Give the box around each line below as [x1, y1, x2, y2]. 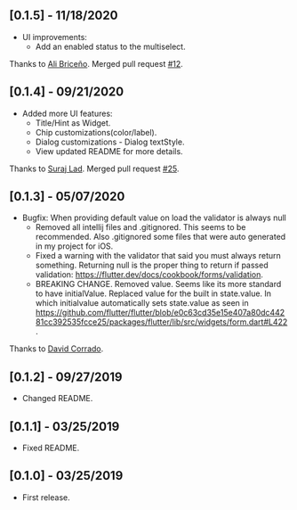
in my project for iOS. [35, 241, 114, 251]
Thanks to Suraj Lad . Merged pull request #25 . [9, 163, 180, 174]
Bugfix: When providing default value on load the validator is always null [21, 212, 286, 223]
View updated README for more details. [35, 145, 184, 156]
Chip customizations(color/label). [35, 127, 157, 137]
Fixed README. [21, 442, 80, 454]
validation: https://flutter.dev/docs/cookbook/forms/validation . [35, 269, 264, 280]
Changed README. [21, 393, 93, 404]
